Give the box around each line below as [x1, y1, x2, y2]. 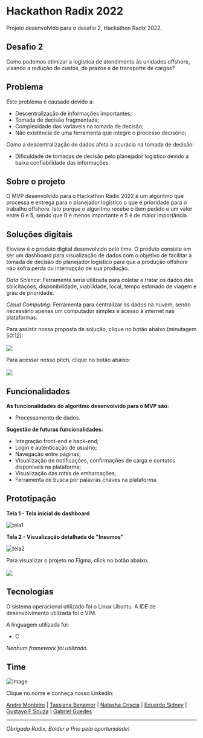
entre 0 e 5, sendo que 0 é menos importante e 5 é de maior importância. [6, 212, 188, 219]
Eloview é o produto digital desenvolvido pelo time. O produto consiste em [6, 245, 192, 252]
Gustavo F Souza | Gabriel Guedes [6, 708, 92, 715]
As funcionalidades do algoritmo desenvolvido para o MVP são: [6, 403, 169, 409]
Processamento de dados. [14, 414, 80, 421]
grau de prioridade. [6, 289, 54, 297]
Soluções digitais [6, 229, 73, 240]
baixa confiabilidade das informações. [14, 159, 111, 166]
